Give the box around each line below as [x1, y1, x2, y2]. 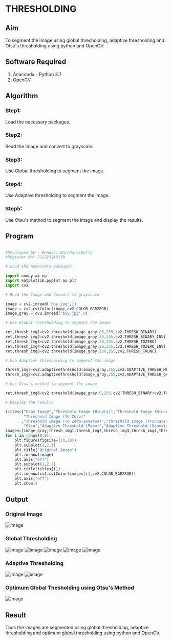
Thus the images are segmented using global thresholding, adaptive [5, 625, 149, 631]
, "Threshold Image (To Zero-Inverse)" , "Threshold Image [21, 419, 143, 424]
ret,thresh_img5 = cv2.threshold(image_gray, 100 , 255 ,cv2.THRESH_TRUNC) [5, 348, 157, 354]
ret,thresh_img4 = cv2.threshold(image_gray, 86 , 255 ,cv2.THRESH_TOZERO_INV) [5, 344, 166, 349]
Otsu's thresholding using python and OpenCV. [5, 43, 105, 49]
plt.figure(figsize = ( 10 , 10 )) [14, 438, 77, 443]
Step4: [5, 181, 23, 188]
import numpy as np [5, 273, 47, 278]
